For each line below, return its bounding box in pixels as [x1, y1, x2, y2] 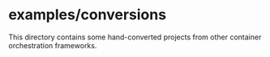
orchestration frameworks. [8, 40, 97, 50]
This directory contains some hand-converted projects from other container [8, 32, 262, 42]
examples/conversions [8, 6, 167, 24]
